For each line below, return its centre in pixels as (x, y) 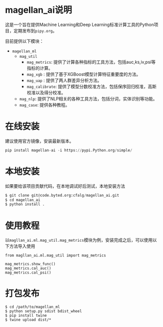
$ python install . (25, 204)
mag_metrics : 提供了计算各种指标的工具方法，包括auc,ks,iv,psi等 (91, 62)
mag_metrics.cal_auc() (28, 268)
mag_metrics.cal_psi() (28, 273)
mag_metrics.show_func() (30, 264)
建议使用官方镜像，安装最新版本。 (39, 141)
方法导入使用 (22, 246)
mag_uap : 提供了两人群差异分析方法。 (64, 80)
